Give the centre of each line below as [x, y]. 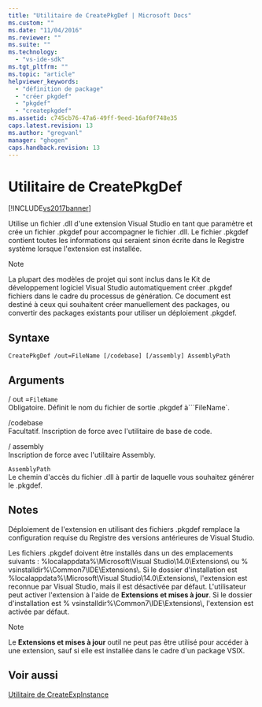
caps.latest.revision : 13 [50, 125]
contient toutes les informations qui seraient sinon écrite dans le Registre [126, 241]
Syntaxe [29, 337]
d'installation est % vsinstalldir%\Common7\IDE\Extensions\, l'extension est [131, 603]
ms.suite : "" [30, 45]
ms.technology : [33, 52]
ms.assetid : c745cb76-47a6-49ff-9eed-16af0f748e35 [93, 118]
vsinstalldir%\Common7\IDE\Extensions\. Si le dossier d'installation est [123, 570]
